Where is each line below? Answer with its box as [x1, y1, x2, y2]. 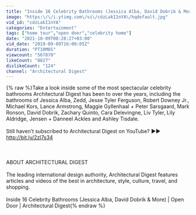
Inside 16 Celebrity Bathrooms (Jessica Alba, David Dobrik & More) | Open [6, 196, 184, 203]
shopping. [6, 183, 30, 190]
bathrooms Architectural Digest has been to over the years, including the [6, 91, 181, 98]
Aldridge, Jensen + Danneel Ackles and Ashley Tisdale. [6, 115, 139, 123]
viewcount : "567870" [6, 52, 57, 58]
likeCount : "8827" [6, 57, 51, 63]
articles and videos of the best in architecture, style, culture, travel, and [6, 178, 178, 185]
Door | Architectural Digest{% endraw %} [6, 202, 106, 209]
